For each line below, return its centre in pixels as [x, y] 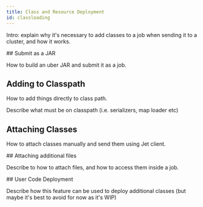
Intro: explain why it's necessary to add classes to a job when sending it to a [102, 35]
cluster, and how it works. [39, 41]
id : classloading [28, 18]
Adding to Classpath [46, 83]
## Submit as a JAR [31, 53]
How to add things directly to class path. [57, 98]
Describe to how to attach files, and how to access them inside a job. [93, 168]
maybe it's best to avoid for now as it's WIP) [61, 197]
